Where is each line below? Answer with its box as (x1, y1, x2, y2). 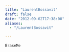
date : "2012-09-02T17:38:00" (5, 16, 65, 21)
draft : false (5, 12, 32, 17)
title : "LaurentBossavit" (5, 7, 58, 12)
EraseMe (5, 43, 21, 48)
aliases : (5, 21, 23, 26)
